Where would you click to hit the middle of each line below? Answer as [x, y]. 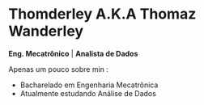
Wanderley [46, 31]
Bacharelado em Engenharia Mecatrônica [89, 85]
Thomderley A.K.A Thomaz [102, 14]
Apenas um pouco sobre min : [59, 69]
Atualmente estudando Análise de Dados [88, 93]
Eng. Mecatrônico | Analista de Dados [73, 53]
